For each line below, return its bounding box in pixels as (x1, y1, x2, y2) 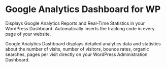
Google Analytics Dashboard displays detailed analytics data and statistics (5, 40, 161, 46)
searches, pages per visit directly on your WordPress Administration (5, 51, 148, 57)
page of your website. (5, 31, 51, 37)
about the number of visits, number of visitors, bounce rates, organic (5, 46, 149, 52)
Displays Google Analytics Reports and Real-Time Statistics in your (5, 20, 145, 26)
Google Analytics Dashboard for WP (5, 4, 161, 15)
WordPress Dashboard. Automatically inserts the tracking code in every (5, 25, 155, 31)
